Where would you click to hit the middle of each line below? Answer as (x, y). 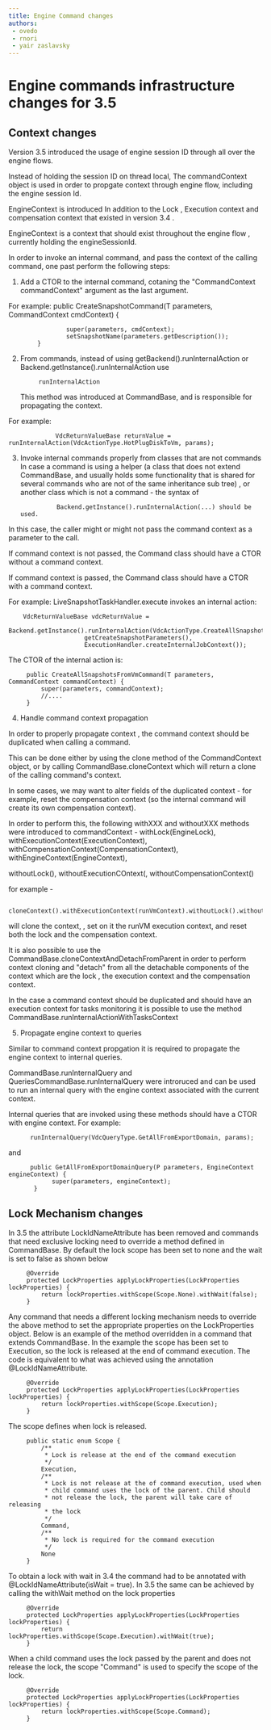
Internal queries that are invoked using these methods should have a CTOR (133, 1115)
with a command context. (50, 586)
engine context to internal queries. (65, 1057)
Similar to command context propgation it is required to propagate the (124, 1049)
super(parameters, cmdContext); (120, 330)
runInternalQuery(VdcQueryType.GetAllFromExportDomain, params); (142, 1138)
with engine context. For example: (65, 1123)
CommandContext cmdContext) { (64, 315)
